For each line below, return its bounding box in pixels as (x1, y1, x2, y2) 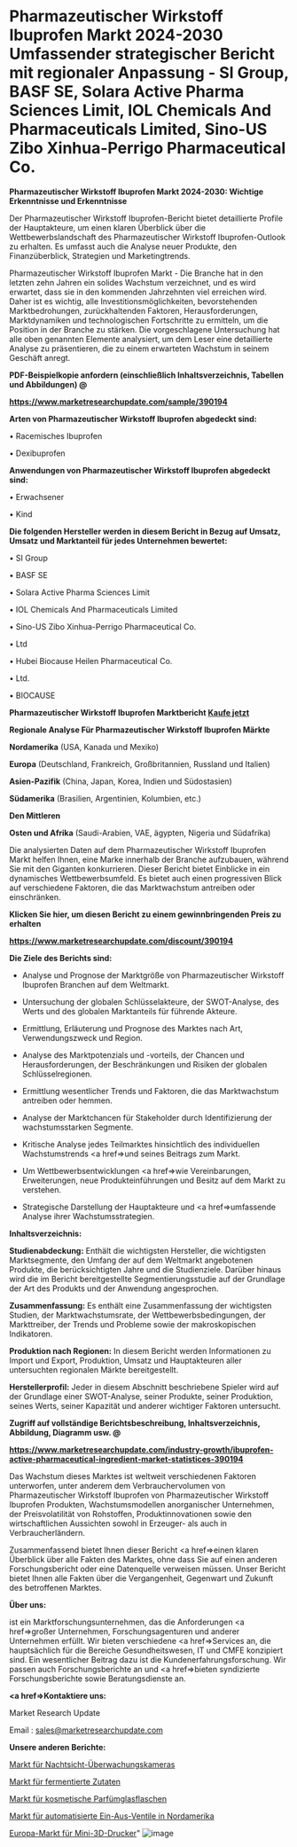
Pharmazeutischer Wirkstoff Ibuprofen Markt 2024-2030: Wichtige (9, 186, 264, 197)
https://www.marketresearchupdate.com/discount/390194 (9, 935, 233, 946)
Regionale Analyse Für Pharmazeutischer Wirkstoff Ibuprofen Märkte (9, 724, 270, 735)
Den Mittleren (9, 810, 61, 821)
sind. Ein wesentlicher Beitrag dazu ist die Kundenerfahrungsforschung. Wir (9, 1654, 286, 1664)
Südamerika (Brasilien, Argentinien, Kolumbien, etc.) (9, 793, 202, 803)
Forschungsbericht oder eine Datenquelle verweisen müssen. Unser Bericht (9, 1563, 286, 1574)
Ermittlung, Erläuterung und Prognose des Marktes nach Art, (21, 1022, 244, 1034)
